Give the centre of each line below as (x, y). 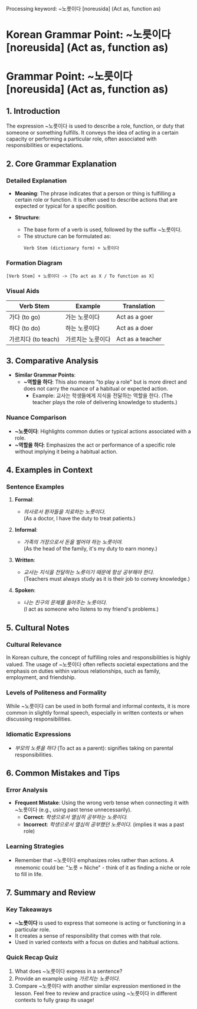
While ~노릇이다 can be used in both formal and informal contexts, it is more (98, 706)
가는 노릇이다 (83, 317)
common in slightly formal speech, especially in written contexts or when (95, 713)
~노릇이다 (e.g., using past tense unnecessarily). (73, 810)
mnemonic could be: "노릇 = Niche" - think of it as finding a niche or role (102, 867)
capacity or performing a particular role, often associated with (82, 139)
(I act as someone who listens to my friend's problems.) (91, 609)
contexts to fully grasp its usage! (54, 1000)
